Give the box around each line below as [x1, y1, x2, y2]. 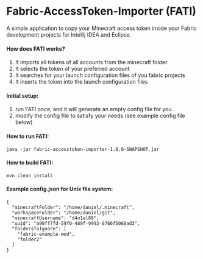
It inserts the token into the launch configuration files [15, 78, 148, 86]
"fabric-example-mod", [17, 231, 75, 237]
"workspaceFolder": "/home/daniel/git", [12, 210, 116, 216]
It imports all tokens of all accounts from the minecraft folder [15, 59, 168, 66]
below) [15, 119, 33, 126]
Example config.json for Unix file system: [6, 185, 113, 193]
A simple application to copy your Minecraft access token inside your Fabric [6, 24, 197, 32]
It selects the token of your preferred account [15, 65, 130, 73]
